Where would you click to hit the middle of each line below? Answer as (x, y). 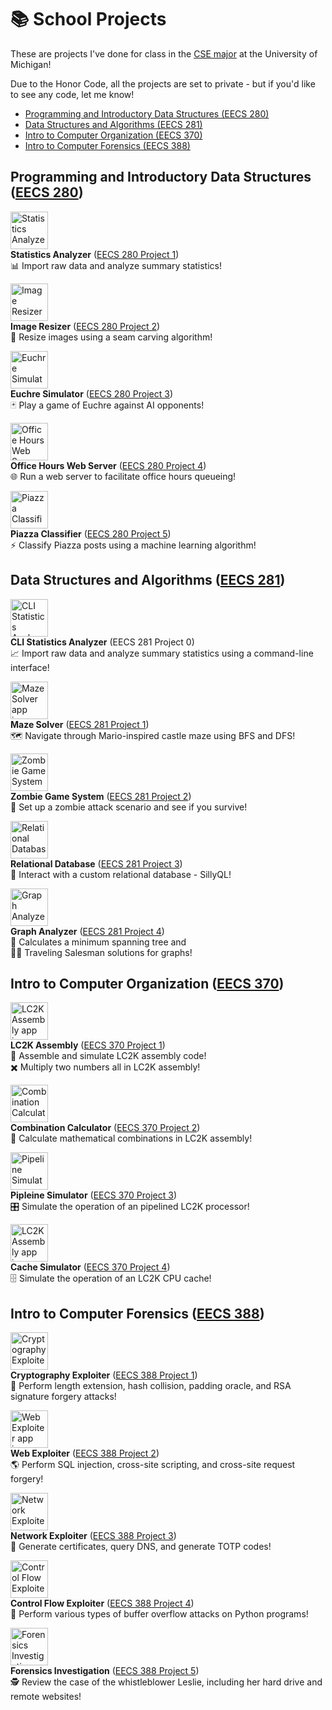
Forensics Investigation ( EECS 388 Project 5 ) (105, 1671)
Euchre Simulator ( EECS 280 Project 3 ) (92, 393)
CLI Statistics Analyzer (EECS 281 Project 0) (102, 642)
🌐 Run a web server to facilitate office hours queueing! (123, 476)
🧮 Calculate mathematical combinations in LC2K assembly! (131, 1138)
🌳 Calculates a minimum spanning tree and (98, 942)
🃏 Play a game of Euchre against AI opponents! (107, 405)
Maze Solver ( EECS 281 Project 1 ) (80, 724)
